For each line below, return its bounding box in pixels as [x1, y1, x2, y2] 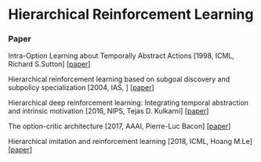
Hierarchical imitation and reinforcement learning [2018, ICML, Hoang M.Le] [8, 137, 253, 146]
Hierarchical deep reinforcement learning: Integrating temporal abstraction [8, 98, 249, 107]
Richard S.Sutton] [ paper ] [8, 59, 91, 69]
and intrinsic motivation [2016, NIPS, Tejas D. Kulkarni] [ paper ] [8, 106, 209, 116]
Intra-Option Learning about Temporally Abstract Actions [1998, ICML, [8, 51, 235, 60]
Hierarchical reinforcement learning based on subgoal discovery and [8, 74, 230, 84]
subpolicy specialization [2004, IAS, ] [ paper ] [8, 83, 154, 92]
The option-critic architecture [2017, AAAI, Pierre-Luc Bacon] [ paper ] [8, 121, 231, 131]
